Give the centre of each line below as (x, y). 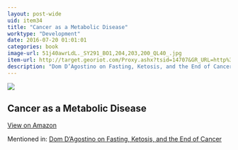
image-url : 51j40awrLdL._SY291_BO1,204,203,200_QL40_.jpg (95, 54)
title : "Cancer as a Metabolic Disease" (68, 27)
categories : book (33, 47)
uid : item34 (25, 21)
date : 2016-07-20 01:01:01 (47, 40)
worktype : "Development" (44, 34)
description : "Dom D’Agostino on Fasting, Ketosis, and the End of (109, 67)
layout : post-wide (34, 14)
